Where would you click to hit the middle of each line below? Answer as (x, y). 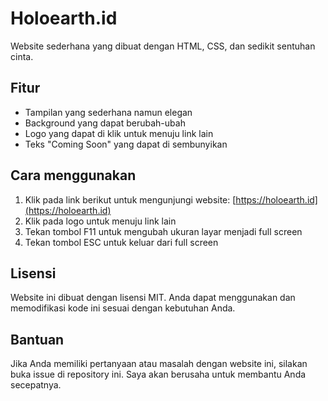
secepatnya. (36, 385)
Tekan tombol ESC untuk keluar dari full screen (121, 242)
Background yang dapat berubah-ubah (105, 123)
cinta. (22, 56)
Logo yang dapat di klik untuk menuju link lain (119, 133)
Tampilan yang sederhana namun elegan (108, 112)
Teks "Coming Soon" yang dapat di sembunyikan (126, 144)
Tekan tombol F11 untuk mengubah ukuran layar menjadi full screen (163, 231)
